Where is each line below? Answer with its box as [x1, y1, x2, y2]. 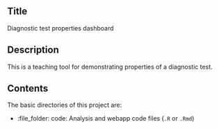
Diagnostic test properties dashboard [7, 24, 114, 32]
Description [7, 44, 59, 56]
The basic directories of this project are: [7, 101, 122, 110]
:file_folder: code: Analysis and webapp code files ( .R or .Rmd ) [17, 114, 195, 123]
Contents [7, 83, 49, 94]
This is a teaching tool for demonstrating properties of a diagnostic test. [7, 62, 213, 71]
